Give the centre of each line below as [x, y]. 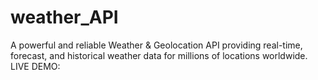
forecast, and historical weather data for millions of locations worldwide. [159, 55]
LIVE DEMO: [35, 66]
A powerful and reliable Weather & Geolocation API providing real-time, [156, 45]
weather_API [64, 17]
